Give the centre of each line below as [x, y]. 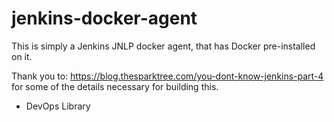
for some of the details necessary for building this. [115, 86]
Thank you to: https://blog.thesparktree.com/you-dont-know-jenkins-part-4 [167, 76]
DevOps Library [58, 106]
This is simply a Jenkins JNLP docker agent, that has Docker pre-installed [163, 46]
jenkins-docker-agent [104, 18]
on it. [22, 56]
